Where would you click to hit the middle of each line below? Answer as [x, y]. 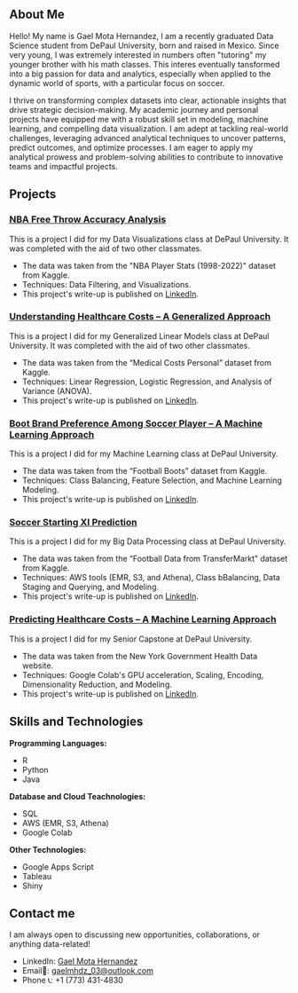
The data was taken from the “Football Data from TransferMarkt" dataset [155, 559]
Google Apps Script [58, 867]
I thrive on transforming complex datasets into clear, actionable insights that [148, 100]
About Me [37, 15]
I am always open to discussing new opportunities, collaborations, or [134, 934]
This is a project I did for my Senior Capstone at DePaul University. [131, 639]
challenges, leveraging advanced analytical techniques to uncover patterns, [148, 138]
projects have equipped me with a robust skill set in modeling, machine [139, 119]
